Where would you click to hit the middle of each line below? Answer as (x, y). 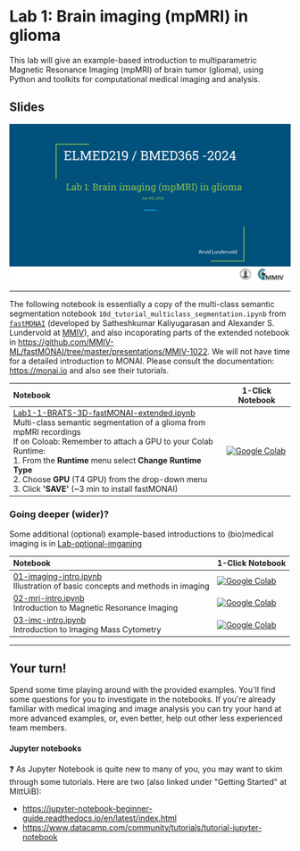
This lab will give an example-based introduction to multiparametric (133, 60)
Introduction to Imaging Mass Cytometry (87, 630)
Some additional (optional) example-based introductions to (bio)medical (142, 534)
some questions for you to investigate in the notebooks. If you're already (143, 699)
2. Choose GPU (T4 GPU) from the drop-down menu (110, 480)
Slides (27, 108)
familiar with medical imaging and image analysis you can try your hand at (146, 709)
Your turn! (38, 668)
